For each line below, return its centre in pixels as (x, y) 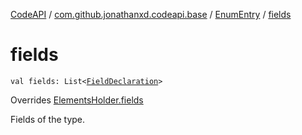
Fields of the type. (48, 119)
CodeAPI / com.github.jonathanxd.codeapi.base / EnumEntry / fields (151, 14)
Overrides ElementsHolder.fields (77, 100)
